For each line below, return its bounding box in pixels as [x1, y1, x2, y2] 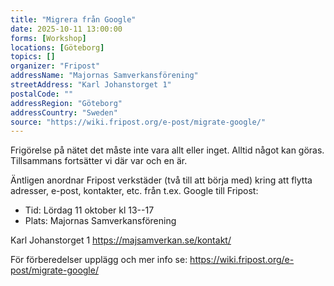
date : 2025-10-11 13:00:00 [10, 24, 123, 34]
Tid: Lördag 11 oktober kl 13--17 [24, 204, 155, 216]
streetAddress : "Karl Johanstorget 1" [10, 80, 172, 90]
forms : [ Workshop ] [10, 33, 87, 43]
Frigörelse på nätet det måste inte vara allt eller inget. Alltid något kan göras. [10, 144, 325, 156]
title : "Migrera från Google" [10, 14, 137, 25]
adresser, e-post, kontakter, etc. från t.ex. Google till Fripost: [10, 185, 259, 197]
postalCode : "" [10, 89, 74, 99]
